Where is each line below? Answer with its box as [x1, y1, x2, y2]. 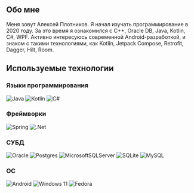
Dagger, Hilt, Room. [6, 46, 54, 53]
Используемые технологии [6, 63, 114, 73]
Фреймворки [6, 110, 47, 118]
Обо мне [6, 5, 40, 15]
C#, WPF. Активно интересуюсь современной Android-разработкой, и [6, 33, 186, 41]
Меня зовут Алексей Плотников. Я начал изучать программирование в [6, 20, 189, 27]
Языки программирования [6, 81, 88, 90]
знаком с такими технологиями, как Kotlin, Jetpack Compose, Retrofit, [6, 39, 184, 47]
